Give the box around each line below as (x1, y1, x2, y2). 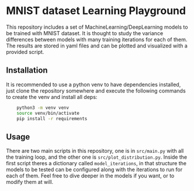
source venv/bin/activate (16, 110, 80, 116)
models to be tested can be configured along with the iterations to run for (6, 166, 183, 173)
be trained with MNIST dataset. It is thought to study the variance (6, 29, 164, 36)
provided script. (6, 48, 44, 55)
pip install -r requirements (16, 115, 88, 121)
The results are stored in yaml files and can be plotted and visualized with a (6, 42, 188, 49)
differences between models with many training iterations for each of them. (6, 36, 188, 43)
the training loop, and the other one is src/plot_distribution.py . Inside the (6, 154, 188, 161)
